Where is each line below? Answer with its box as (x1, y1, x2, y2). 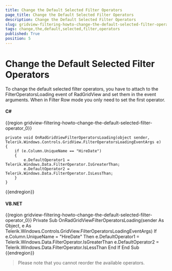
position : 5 (5, 36, 31, 41)
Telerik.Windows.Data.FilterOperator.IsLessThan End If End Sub (5, 244, 140, 251)
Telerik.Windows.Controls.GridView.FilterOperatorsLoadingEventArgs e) (5, 140, 161, 145)
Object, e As (5, 223, 32, 229)
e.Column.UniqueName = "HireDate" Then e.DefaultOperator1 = (5, 234, 140, 240)
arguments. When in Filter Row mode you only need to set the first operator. (5, 97, 165, 103)
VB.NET (5, 200, 23, 207)
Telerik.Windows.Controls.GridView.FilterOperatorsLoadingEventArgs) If (5, 228, 157, 234)
